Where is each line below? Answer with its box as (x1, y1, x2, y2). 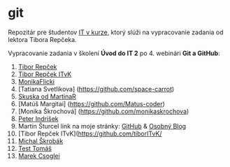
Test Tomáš (17, 144, 52, 152)
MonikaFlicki (17, 77, 55, 85)
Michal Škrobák (17, 136, 64, 145)
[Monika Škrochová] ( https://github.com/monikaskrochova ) (17, 107, 189, 115)
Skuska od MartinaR (17, 92, 76, 101)
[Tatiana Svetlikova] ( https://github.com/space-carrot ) (17, 85, 175, 93)
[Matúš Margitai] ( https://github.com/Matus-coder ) (17, 99, 165, 108)
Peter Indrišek (17, 114, 59, 123)
